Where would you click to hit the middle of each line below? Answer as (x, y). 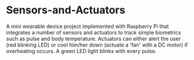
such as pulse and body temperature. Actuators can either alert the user (93, 38)
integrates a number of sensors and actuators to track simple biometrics (93, 32)
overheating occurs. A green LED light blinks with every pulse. (81, 51)
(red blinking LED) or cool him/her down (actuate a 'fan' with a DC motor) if (97, 45)
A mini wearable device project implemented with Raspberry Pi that (88, 26)
